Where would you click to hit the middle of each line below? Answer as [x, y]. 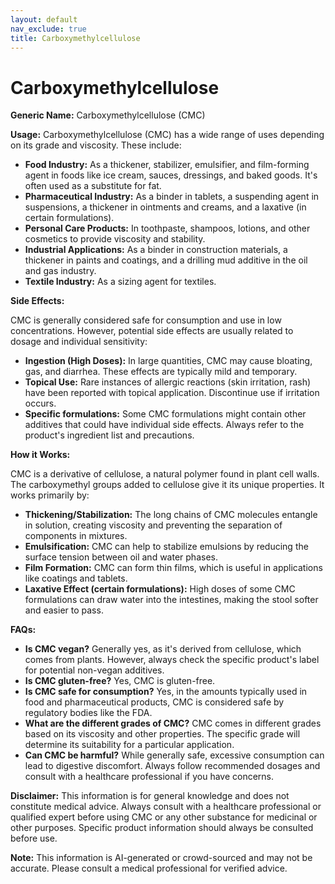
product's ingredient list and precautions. [109, 435]
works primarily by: [50, 495]
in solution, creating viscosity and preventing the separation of [153, 525]
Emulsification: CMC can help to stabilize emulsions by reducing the [166, 547]
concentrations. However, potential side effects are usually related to [152, 331]
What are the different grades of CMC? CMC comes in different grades [173, 723]
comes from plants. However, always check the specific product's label [172, 660]
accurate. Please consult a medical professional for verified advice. [149, 868]
